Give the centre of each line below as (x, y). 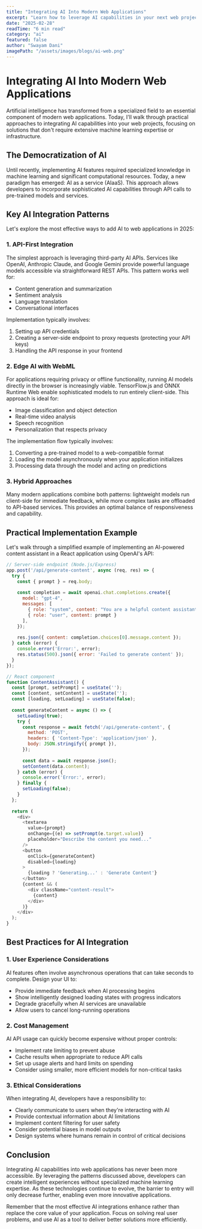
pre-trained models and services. (47, 195)
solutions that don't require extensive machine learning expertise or (90, 130)
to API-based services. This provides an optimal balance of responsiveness (100, 507)
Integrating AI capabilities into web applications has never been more (92, 1169)
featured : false (26, 40)
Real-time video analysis (45, 417)
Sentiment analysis (38, 295)
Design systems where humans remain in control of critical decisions (100, 1136)
